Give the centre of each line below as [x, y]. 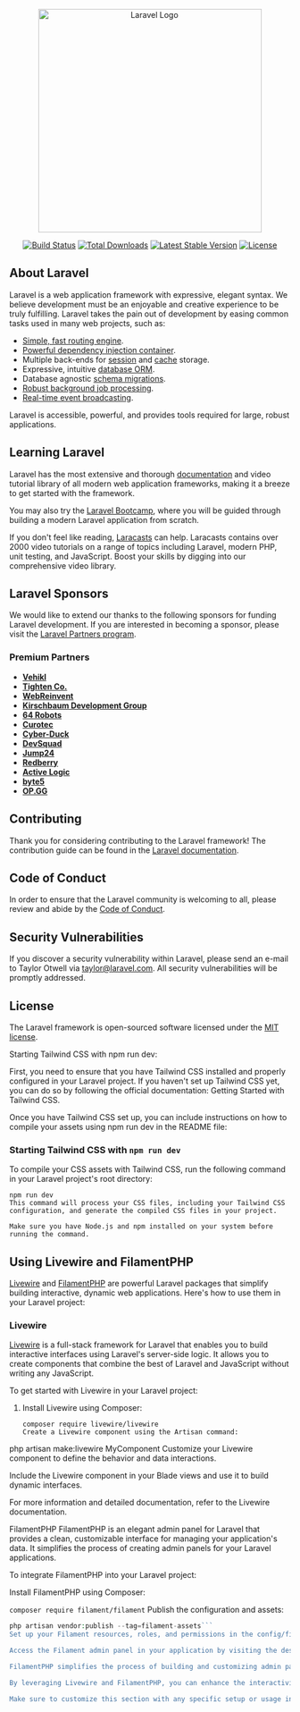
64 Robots [42, 714]
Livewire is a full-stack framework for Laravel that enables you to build [139, 1345]
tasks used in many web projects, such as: [87, 323]
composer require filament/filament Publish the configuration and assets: [146, 1610]
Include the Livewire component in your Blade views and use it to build [139, 1476]
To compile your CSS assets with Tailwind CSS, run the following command [147, 1169]
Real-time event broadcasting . [78, 397]
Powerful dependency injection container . [99, 350]
